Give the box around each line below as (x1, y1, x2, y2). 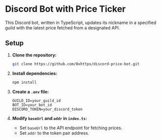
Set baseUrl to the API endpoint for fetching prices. (19, 125, 122, 131)
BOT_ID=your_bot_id (12, 102, 52, 107)
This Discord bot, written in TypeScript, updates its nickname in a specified (5, 20, 157, 25)
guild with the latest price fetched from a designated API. (5, 24, 120, 30)
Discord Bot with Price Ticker (5, 3, 126, 15)
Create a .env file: (12, 89, 49, 94)
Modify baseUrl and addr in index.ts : (12, 115, 87, 121)
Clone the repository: (12, 52, 57, 58)
